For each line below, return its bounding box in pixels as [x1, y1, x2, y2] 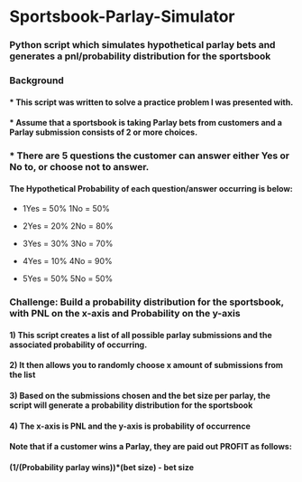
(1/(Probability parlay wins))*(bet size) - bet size [9, 461, 195, 472]
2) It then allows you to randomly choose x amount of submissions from [9, 360, 284, 371]
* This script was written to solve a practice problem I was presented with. [9, 97, 294, 108]
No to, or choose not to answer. [9, 161, 150, 174]
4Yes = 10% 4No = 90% [22, 256, 113, 267]
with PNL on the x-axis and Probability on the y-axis [9, 307, 241, 320]
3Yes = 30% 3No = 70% [22, 238, 114, 250]
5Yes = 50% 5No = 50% [22, 273, 114, 284]
